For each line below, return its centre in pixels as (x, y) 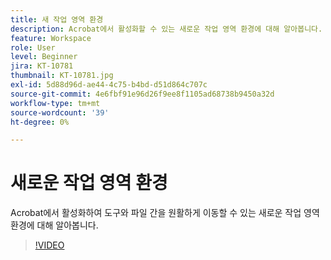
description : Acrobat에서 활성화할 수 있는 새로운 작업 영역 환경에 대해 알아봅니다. (166, 29)
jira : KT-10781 (42, 66)
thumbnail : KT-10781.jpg (62, 76)
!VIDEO (49, 245)
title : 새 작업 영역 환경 (57, 19)
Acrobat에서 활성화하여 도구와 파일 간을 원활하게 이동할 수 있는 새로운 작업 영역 (165, 213)
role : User (33, 47)
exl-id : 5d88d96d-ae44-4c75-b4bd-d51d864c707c (109, 85)
